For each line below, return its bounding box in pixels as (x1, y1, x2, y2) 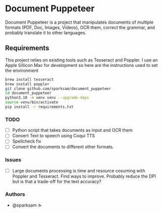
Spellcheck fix (12, 138, 41, 144)
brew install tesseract (5, 77, 54, 82)
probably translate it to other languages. (5, 30, 87, 35)
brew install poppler (5, 82, 50, 87)
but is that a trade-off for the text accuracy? (12, 178, 102, 184)
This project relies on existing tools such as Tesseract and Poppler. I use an (5, 57, 158, 63)
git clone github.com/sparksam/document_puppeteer (5, 86, 111, 91)
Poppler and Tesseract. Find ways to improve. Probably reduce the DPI (12, 173, 156, 179)
